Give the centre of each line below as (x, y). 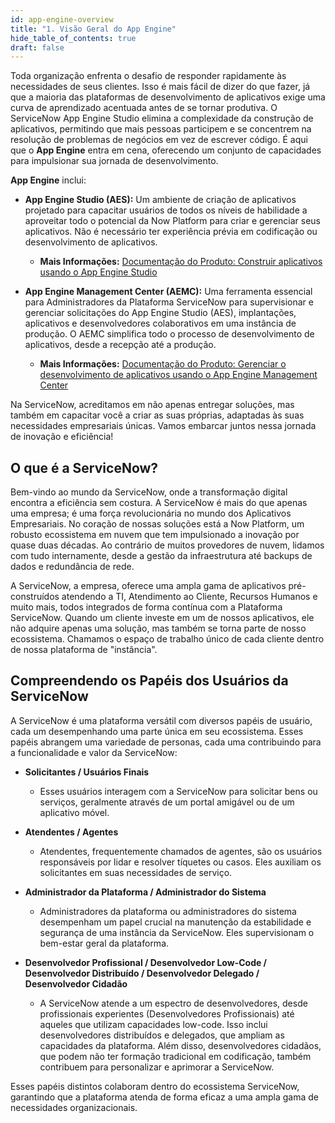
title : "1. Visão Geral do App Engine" (93, 29)
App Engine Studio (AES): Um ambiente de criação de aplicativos (160, 200)
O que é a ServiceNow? (84, 467)
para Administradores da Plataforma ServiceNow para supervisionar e (169, 302)
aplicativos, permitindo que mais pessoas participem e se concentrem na (161, 129)
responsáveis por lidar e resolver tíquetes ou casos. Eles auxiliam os (180, 862)
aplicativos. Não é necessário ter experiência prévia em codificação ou (171, 232)
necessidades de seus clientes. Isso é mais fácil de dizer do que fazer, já (160, 87)
